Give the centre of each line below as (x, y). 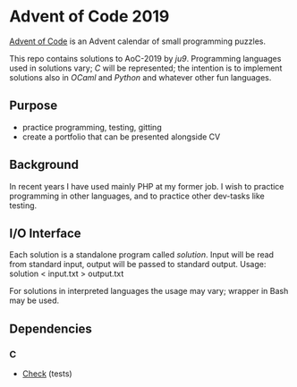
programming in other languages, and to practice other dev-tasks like (137, 196)
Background (44, 165)
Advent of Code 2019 (89, 17)
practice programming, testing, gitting (92, 127)
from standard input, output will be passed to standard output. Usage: (138, 265)
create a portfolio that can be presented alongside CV (121, 137)
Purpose (34, 106)
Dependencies (51, 328)
